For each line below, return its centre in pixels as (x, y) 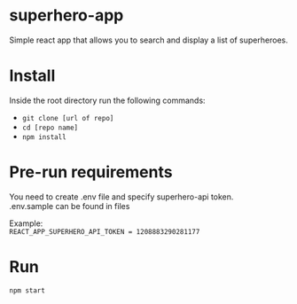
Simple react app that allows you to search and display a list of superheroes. (148, 40)
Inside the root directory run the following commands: (107, 100)
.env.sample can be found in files (70, 206)
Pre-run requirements (91, 172)
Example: (26, 223)
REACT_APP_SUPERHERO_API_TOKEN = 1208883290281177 (105, 231)
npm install (44, 137)
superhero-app (66, 16)
